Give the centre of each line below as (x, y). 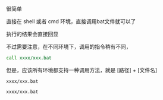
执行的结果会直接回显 (32, 34)
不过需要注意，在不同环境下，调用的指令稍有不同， (69, 47)
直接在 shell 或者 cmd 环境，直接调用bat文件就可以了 (71, 21)
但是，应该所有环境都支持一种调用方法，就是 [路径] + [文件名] (82, 70)
